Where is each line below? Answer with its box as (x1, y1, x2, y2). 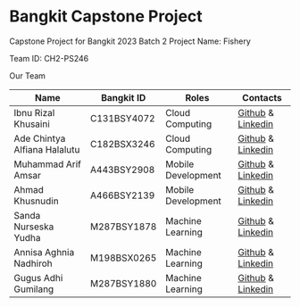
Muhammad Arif (13, 158, 82, 170)
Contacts (242, 91, 283, 104)
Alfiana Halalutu (13, 143, 80, 155)
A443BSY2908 (90, 163, 155, 176)
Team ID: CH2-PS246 (9, 53, 89, 63)
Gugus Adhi (13, 271, 63, 284)
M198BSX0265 (90, 252, 157, 264)
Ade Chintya (13, 132, 66, 145)
